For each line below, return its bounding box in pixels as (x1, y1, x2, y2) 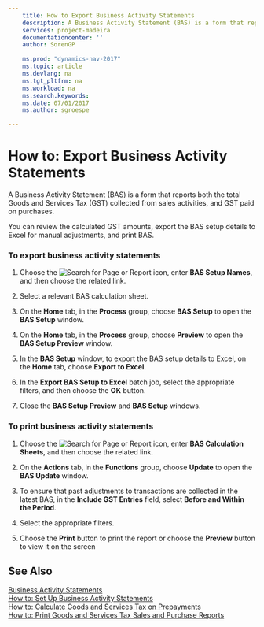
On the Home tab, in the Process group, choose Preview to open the (19, 330, 244, 339)
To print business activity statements (8, 421, 154, 432)
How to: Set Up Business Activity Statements (8, 594, 153, 603)
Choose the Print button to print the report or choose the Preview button (19, 533, 255, 543)
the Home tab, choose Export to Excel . (19, 362, 147, 372)
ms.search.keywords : (22, 91, 90, 99)
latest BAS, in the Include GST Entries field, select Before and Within (19, 494, 245, 504)
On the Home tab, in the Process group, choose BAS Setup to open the (19, 306, 252, 316)
